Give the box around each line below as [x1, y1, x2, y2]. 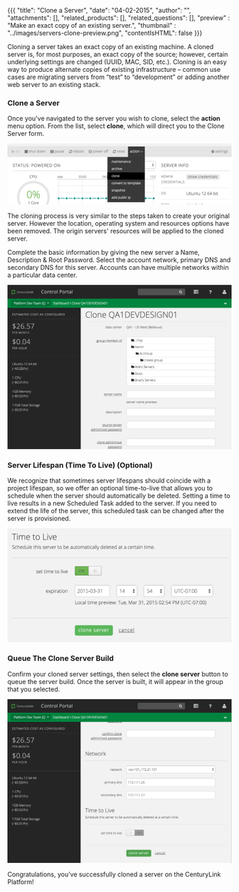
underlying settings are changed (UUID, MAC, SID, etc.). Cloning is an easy [7, 58, 228, 66]
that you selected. [7, 685, 60, 693]
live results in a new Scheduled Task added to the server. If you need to [7, 499, 217, 508]
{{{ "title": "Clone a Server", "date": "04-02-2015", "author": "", [7, 6, 191, 14]
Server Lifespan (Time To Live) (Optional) [7, 460, 153, 470]
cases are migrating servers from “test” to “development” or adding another [7, 73, 230, 81]
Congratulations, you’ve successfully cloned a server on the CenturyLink [7, 870, 221, 878]
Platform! [7, 878, 34, 886]
